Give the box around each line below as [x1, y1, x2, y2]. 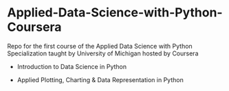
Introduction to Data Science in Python [17, 62, 127, 70]
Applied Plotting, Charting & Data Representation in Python [17, 75, 184, 83]
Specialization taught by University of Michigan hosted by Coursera [7, 49, 199, 57]
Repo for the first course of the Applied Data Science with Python [7, 42, 193, 50]
